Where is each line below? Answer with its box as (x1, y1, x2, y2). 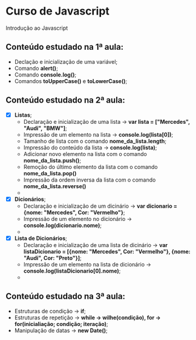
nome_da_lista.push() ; (23, 157, 82, 164)
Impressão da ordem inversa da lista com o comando (23, 176, 156, 183)
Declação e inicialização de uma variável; (14, 58, 118, 65)
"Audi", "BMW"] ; (23, 124, 67, 132)
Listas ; (14, 111, 32, 118)
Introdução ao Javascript (5, 24, 68, 32)
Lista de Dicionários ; (14, 234, 68, 242)
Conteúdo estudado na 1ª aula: (5, 42, 124, 52)
